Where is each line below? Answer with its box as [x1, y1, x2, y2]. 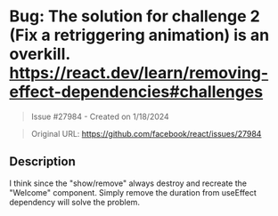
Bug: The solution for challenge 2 [9, 6, 260, 27]
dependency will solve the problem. [9, 196, 141, 207]
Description [9, 154, 76, 170]
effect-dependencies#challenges [9, 82, 264, 102]
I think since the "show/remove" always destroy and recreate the [9, 178, 248, 188]
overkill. [9, 44, 70, 64]
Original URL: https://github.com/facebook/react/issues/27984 [30, 128, 262, 139]
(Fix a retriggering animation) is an [9, 25, 270, 45]
